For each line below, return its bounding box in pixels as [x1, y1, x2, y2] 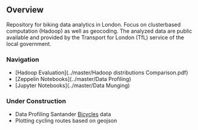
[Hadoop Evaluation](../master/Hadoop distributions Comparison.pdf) [15, 69, 189, 76]
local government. [6, 40, 51, 47]
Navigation [6, 55, 39, 63]
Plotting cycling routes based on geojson [15, 117, 117, 125]
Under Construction [6, 97, 67, 105]
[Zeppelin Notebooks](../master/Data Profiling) [15, 76, 131, 83]
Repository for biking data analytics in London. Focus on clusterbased [6, 21, 181, 28]
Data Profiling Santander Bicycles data [15, 111, 111, 118]
